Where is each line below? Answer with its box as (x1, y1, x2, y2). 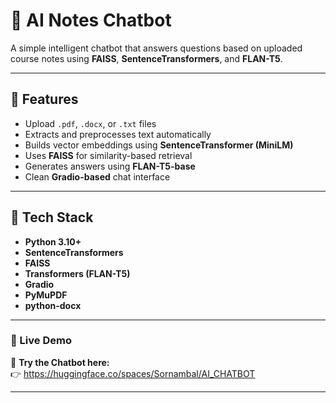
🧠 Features (10, 91, 79, 108)
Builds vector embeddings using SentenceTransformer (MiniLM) (24, 139, 294, 151)
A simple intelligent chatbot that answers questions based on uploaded (10, 42, 303, 54)
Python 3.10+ (24, 235, 82, 248)
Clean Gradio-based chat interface (24, 170, 171, 183)
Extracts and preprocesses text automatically (24, 128, 212, 140)
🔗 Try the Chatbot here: (10, 356, 110, 368)
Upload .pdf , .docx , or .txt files (24, 117, 157, 129)
